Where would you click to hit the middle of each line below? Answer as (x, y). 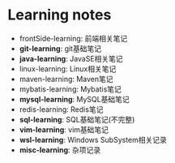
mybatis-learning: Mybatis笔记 (70, 89)
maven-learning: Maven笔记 (66, 79)
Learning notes (60, 15)
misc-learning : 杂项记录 (60, 150)
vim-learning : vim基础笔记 (64, 129)
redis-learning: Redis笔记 (61, 109)
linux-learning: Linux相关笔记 (68, 69)
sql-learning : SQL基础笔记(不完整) (77, 119)
